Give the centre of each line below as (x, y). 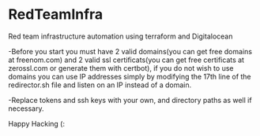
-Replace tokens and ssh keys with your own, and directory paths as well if (130, 100)
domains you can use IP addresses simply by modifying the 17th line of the (130, 76)
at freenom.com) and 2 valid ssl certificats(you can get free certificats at (126, 60)
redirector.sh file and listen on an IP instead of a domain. (100, 85)
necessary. (26, 108)
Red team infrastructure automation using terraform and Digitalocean (121, 36)
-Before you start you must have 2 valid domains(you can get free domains (130, 51)
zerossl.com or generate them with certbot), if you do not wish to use (121, 68)
